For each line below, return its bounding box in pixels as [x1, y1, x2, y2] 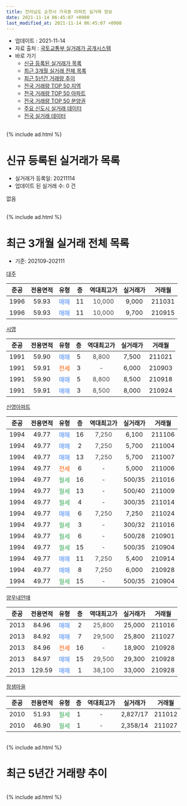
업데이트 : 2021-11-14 [14, 37, 66, 45]
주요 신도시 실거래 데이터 [23, 105, 82, 112]
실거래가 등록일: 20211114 [14, 175, 76, 182]
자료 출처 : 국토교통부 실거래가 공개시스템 [14, 45, 111, 52]
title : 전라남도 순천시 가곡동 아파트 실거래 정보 [6, 8, 113, 15]
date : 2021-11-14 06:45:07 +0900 [6, 14, 90, 20]
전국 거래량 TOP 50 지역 [23, 82, 81, 90]
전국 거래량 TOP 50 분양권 [23, 97, 86, 105]
